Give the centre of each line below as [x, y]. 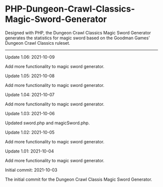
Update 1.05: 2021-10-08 [30, 76]
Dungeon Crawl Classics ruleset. [38, 43]
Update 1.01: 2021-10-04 [30, 151]
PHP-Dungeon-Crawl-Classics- [70, 9]
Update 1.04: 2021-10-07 [30, 94]
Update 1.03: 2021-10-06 [30, 113]
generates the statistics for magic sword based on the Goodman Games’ [77, 38]
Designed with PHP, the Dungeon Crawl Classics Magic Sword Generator [78, 33]
